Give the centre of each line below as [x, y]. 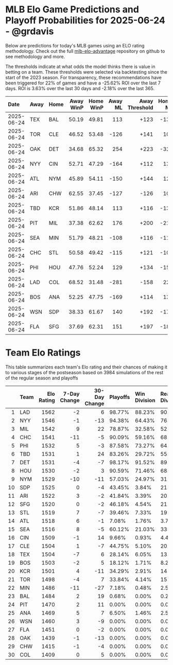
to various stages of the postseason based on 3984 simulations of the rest [84, 372]
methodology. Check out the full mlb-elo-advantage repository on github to [85, 51]
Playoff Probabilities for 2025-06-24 [85, 20]
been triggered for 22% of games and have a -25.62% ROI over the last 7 [83, 83]
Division [145, 400]
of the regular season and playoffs [42, 378]
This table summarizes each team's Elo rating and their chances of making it [86, 367]
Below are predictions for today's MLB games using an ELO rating [75, 45]
